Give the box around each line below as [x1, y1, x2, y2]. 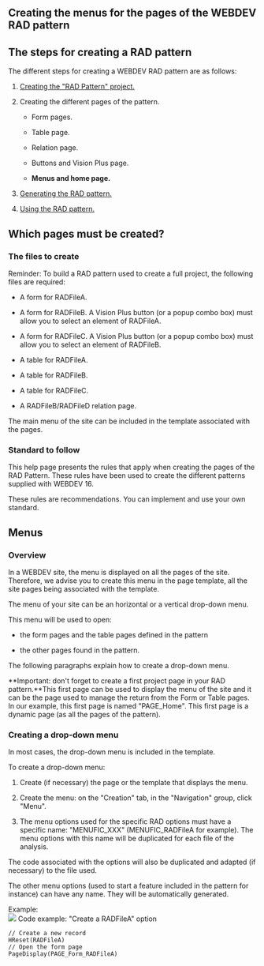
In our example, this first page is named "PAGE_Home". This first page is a [8, 701, 249, 710]
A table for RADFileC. [19, 385, 89, 395]
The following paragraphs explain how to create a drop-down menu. [8, 660, 230, 670]
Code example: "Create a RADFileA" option [17, 914, 158, 923]
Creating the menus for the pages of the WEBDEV [8, 6, 257, 20]
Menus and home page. [31, 174, 111, 183]
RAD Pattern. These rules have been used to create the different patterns [8, 471, 246, 480]
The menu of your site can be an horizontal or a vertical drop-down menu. [8, 600, 249, 609]
